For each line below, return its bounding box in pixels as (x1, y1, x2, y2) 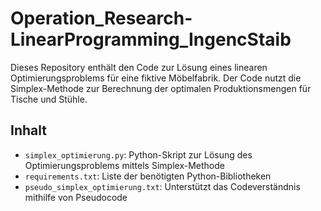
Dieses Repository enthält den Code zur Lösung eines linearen (10, 61, 268, 73)
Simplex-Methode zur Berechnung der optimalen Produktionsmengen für (10, 82, 312, 94)
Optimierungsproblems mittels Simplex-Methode (24, 159, 225, 171)
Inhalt (10, 122, 47, 139)
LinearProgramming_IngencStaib (10, 28, 292, 51)
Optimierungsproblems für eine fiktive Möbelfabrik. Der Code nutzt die (10, 72, 302, 84)
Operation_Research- (10, 7, 193, 30)
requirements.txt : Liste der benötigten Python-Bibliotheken (24, 170, 272, 182)
